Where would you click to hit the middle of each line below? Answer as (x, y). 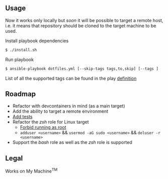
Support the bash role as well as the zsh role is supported (72, 142)
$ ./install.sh (21, 50)
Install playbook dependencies (37, 41)
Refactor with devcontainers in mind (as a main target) (69, 106)
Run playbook (20, 59)
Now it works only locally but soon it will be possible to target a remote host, (84, 20)
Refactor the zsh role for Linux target (51, 122)
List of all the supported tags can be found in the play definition (71, 78)
